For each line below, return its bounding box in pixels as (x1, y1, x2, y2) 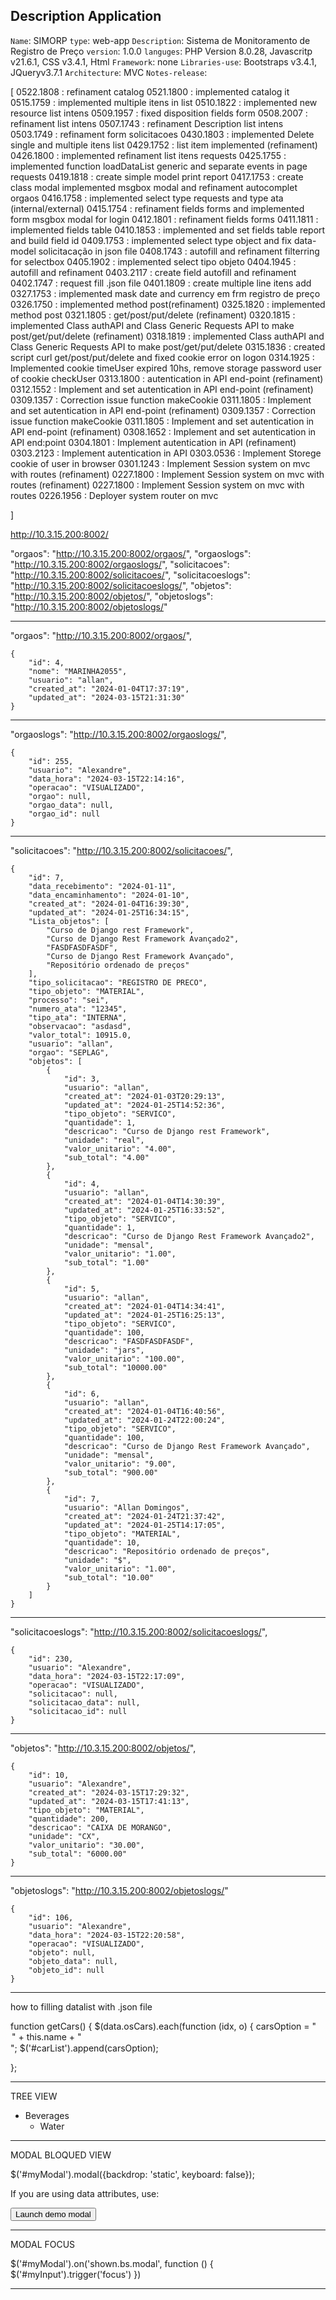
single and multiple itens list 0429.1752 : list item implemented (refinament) (10, 139, 318, 151)
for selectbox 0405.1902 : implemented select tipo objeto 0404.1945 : (10, 255, 297, 268)
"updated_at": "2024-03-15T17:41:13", (28, 1796, 190, 1806)
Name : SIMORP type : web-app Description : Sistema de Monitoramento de (10, 34, 311, 46)
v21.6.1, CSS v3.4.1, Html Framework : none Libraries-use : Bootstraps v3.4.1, (10, 55, 317, 68)
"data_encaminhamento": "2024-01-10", (28, 890, 190, 900)
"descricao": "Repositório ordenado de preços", (63, 1546, 271, 1556)
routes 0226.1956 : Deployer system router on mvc (10, 489, 219, 501)
